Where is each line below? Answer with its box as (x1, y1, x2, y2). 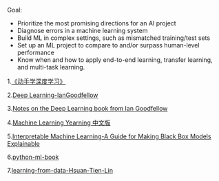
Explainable (7, 140, 40, 147)
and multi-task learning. (17, 63, 85, 71)
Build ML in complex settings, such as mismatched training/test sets (17, 34, 211, 42)
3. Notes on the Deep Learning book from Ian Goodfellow (7, 105, 168, 112)
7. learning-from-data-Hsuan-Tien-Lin (7, 167, 114, 174)
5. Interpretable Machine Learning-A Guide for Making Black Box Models (7, 132, 211, 140)
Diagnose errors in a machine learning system (17, 27, 148, 34)
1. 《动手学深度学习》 (7, 77, 66, 85)
